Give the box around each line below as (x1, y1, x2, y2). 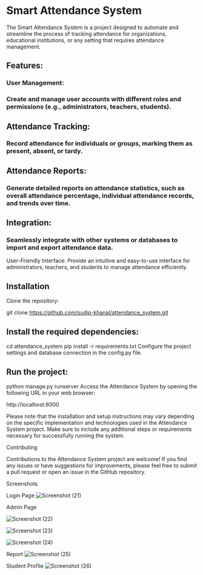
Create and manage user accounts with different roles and (6, 95, 182, 104)
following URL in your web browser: (6, 389, 96, 396)
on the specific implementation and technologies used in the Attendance (6, 419, 188, 426)
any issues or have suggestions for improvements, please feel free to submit (6, 462, 198, 469)
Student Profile (6, 562, 44, 570)
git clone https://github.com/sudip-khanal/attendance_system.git (6, 309, 168, 316)
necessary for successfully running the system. (6, 431, 125, 439)
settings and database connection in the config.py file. (6, 349, 142, 356)
